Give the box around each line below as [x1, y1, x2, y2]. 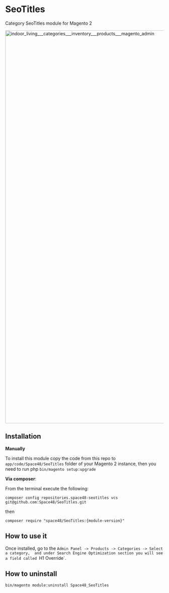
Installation [5, 432, 41, 441]
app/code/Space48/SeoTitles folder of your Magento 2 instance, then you [5, 461, 156, 467]
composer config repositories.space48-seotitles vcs [5, 495, 118, 500]
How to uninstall [5, 569, 57, 578]
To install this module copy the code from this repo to [5, 455, 116, 461]
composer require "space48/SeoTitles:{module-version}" [5, 518, 125, 523]
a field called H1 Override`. [5, 555, 66, 561]
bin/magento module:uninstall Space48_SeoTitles [5, 583, 109, 588]
